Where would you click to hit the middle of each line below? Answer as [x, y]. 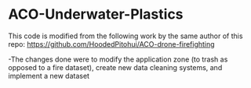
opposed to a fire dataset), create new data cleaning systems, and [115, 67]
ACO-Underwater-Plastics [96, 14]
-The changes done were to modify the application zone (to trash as [118, 59]
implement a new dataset [49, 76]
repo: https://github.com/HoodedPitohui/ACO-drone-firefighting [111, 44]
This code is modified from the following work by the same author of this [125, 36]
